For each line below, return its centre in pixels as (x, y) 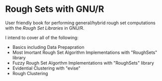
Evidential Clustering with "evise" (46, 68)
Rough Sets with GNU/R (55, 9)
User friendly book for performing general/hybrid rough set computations (80, 23)
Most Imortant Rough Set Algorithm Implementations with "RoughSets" (85, 52)
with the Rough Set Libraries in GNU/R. (45, 28)
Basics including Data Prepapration (48, 47)
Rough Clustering (30, 73)
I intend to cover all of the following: (42, 38)
